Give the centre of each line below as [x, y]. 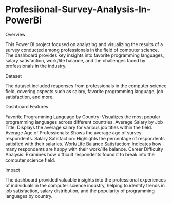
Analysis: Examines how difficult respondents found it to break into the [80, 154]
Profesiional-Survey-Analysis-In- [78, 9]
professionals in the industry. [36, 66]
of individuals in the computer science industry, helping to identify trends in [85, 185]
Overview [15, 34]
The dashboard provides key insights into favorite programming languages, [85, 55]
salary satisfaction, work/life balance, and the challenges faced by [75, 60]
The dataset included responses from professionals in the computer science [86, 86]
